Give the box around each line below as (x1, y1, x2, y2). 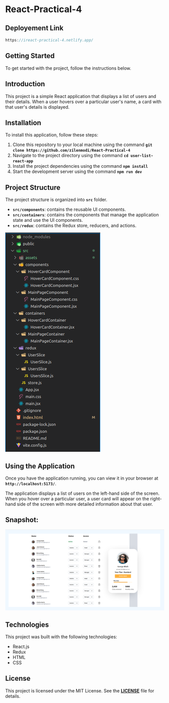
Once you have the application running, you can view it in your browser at (5, 475, 158, 481)
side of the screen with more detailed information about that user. (17, 501, 153, 507)
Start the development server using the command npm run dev (12, 168, 142, 175)
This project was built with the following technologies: (5, 633, 118, 640)
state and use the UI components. (12, 217, 83, 223)
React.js (12, 643, 30, 649)
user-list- (130, 153, 153, 159)
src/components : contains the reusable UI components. (12, 206, 126, 213)
